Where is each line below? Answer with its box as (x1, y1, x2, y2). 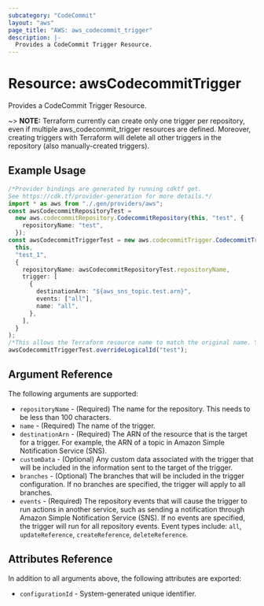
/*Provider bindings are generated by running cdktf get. (8, 184, 202, 193)
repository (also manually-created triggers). (8, 141, 150, 151)
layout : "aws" (8, 19, 55, 27)
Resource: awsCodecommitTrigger (8, 75, 242, 93)
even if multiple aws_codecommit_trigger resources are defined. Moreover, (8, 125, 251, 134)
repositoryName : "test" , (22, 221, 104, 229)
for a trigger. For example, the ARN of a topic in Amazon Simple (19, 437, 225, 447)
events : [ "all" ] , (36, 295, 93, 303)
